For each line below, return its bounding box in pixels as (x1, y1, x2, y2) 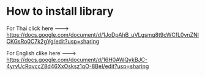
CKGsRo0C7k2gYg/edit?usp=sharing (6, 37, 100, 45)
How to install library (6, 4, 114, 18)
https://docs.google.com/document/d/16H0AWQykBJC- (6, 56, 148, 63)
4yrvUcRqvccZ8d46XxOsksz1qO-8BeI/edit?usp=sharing (6, 63, 149, 70)
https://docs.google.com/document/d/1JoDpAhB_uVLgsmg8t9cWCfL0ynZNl (6, 31, 199, 38)
